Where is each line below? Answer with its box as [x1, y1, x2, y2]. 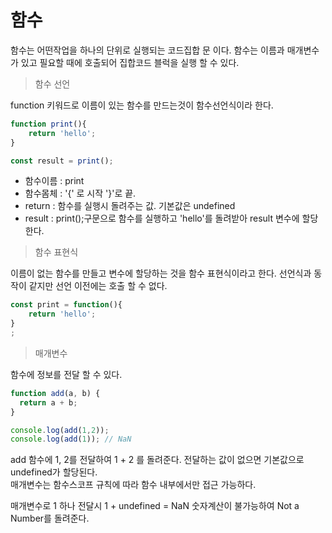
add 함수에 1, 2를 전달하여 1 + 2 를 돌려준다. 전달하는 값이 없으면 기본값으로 [10, 454, 305, 466]
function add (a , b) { [10, 388, 101, 398]
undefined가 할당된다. [10, 466, 98, 478]
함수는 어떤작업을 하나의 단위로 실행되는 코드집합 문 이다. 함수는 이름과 [10, 44, 285, 56]
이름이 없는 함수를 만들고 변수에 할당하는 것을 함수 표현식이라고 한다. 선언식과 [10, 267, 312, 280]
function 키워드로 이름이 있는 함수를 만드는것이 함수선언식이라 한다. [10, 99, 274, 111]
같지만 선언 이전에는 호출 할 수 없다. [28, 280, 168, 292]
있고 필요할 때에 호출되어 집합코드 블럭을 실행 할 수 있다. [20, 56, 240, 68]
